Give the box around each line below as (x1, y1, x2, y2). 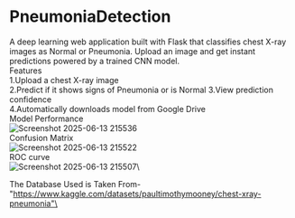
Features (9, 65, 42, 76)
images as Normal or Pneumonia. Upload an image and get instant (9, 45, 255, 56)
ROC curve (9, 151, 51, 162)
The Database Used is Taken (9, 178, 116, 189)
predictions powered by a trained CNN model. (9, 55, 180, 66)
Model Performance (9, 113, 84, 124)
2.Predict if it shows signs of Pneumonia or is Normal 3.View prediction (9, 84, 273, 95)
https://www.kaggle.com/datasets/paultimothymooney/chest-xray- (13, 188, 262, 199)
